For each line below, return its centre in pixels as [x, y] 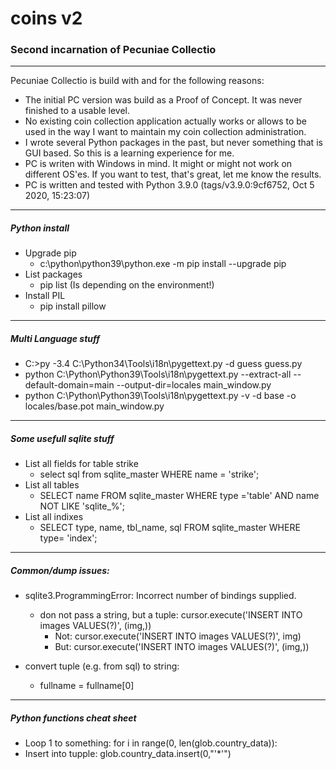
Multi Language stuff [55, 339]
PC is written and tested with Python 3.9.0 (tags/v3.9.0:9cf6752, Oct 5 [169, 185]
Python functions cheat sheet [73, 718]
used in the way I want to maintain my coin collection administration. [165, 132]
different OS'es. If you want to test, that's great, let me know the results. [173, 174]
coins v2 [46, 18]
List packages [53, 274]
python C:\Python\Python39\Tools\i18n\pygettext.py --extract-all [158, 374]
